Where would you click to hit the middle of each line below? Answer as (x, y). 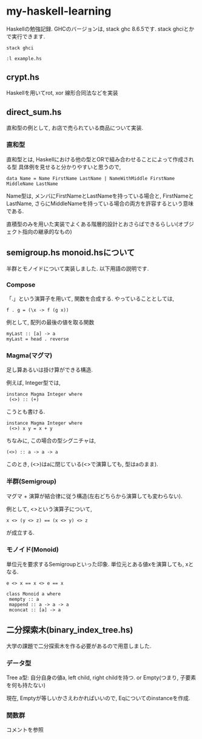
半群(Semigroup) (32, 482)
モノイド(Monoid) (33, 550)
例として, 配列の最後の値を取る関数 (50, 322)
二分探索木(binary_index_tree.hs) (70, 630)
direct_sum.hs (34, 112)
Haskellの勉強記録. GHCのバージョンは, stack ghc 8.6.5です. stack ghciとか (100, 29)
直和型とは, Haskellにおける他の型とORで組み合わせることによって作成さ (98, 159)
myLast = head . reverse (38, 339)
